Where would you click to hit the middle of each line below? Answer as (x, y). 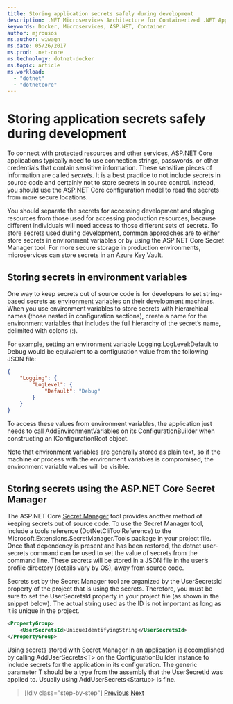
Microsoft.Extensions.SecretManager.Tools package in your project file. (109, 538)
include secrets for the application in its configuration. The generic (102, 664)
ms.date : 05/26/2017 (37, 46)
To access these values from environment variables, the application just (110, 424)
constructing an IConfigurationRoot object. (68, 439)
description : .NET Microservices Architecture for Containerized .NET (111, 20)
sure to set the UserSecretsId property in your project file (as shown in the (113, 596)
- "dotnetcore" (35, 85)
